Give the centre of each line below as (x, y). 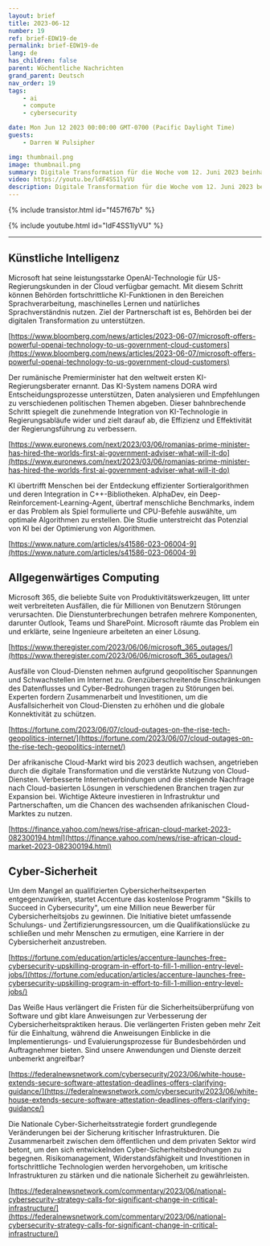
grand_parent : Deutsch (46, 76)
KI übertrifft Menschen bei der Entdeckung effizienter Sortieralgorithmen (129, 485)
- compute (39, 105)
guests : (21, 135)
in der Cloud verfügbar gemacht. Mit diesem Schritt (158, 286)
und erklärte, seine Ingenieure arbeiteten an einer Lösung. (104, 631)
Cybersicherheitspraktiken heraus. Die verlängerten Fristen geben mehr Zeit (135, 1025)
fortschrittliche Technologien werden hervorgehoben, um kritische (118, 1167)
